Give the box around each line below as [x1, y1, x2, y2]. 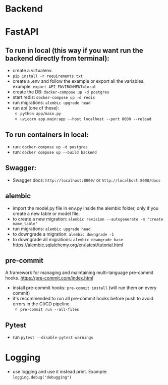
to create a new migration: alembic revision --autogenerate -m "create [12, 215, 163, 222]
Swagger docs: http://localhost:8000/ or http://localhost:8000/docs [12, 177, 161, 183]
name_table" [12, 221, 38, 226]
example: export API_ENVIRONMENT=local [12, 84, 96, 90]
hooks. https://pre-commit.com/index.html [5, 275, 93, 281]
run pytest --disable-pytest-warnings [12, 334, 93, 341]
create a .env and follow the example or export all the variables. [12, 78, 145, 84]
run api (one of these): [12, 105, 60, 111]
